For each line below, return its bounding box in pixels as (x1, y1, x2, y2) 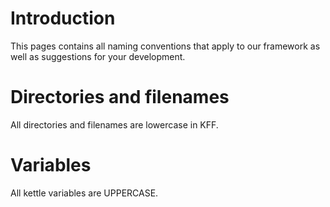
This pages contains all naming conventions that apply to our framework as (10, 40, 321, 52)
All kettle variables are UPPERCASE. (10, 187, 159, 199)
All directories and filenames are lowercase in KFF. (10, 118, 219, 131)
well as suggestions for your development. (10, 50, 186, 62)
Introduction (10, 7, 116, 30)
